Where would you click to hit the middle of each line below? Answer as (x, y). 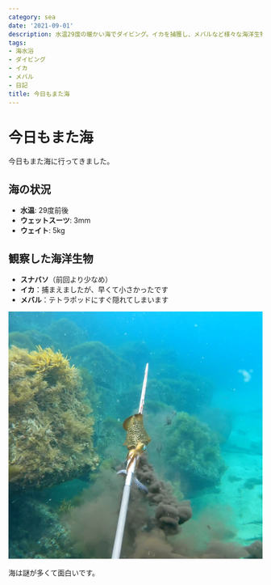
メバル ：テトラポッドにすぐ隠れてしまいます (94, 300)
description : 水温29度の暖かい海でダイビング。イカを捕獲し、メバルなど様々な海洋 (131, 34)
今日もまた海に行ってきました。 (61, 161)
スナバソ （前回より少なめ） (66, 280)
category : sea (32, 17)
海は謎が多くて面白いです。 (54, 573)
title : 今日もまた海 (39, 94)
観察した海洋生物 (51, 259)
